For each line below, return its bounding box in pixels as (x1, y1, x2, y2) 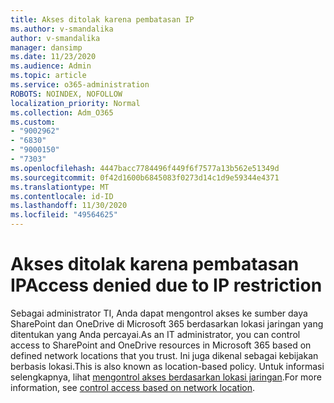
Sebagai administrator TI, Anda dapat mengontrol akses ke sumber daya (10, 307, 308, 319)
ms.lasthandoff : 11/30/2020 (10, 201, 128, 211)
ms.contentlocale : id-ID (10, 191, 114, 201)
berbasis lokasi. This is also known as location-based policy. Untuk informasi (10, 360, 325, 372)
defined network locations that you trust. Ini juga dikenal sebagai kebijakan (10, 349, 319, 361)
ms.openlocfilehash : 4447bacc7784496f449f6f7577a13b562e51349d (10, 163, 280, 173)
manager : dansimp (10, 42, 83, 53)
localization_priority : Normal (10, 98, 141, 108)
